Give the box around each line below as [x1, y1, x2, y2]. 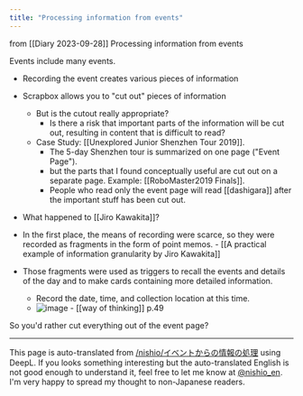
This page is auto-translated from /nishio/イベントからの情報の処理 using [9, 346, 281, 357]
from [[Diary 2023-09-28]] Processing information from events [9, 38, 243, 49]
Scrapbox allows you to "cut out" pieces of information [22, 90, 227, 101]
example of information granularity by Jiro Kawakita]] [22, 248, 221, 259]
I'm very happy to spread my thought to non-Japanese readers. [9, 376, 245, 387]
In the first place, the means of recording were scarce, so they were [22, 229, 275, 240]
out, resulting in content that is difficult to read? [49, 127, 225, 138]
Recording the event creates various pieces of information [22, 73, 239, 84]
